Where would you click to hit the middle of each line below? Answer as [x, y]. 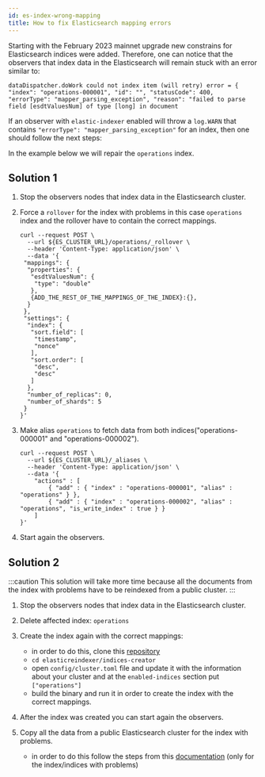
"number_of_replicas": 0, [70, 395]
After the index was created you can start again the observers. [121, 718]
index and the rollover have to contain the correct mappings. [118, 221]
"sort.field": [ [57, 333]
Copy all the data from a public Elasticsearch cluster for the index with [134, 733]
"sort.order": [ [57, 360]
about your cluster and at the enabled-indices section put [125, 677]
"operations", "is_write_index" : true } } [93, 509]
